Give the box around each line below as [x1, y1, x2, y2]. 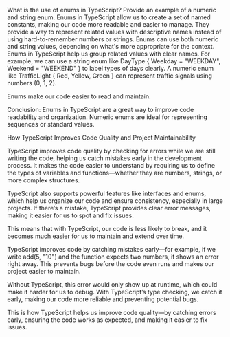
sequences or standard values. [7, 120, 95, 128]
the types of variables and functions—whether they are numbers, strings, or [7, 168, 222, 177]
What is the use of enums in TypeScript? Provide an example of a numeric [7, 6, 216, 14]
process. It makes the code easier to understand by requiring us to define [7, 162, 215, 169]
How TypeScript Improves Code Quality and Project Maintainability [7, 133, 196, 142]
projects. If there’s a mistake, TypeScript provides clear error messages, [7, 204, 211, 212]
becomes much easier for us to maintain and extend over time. [7, 232, 184, 240]
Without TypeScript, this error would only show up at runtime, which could [7, 281, 218, 288]
